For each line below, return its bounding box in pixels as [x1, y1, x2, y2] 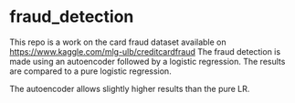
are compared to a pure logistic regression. [9, 66, 172, 77]
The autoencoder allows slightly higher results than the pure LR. [9, 83, 250, 94]
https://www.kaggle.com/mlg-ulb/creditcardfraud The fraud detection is [9, 46, 281, 57]
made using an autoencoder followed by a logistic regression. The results [9, 56, 286, 67]
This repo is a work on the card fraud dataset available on [9, 36, 227, 47]
